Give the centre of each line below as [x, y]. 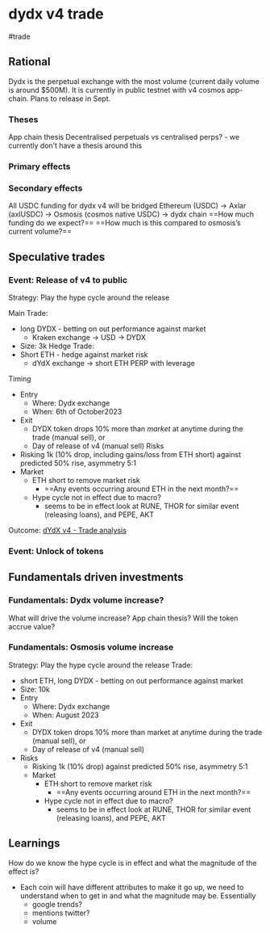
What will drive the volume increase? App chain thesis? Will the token [123, 618]
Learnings [34, 844]
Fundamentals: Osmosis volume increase [91, 647]
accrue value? [32, 626]
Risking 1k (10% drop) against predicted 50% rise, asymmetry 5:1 [140, 766]
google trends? [57, 904]
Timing [20, 378]
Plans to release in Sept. [71, 99]
